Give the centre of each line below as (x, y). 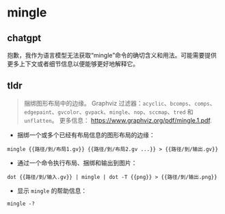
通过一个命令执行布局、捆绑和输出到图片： (77, 163)
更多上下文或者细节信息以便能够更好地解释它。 (73, 64)
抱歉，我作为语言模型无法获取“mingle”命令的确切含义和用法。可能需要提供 (112, 55)
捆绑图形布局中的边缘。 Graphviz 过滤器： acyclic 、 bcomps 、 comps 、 (120, 103)
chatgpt (24, 38)
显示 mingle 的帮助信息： (52, 191)
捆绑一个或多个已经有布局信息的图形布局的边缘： (86, 134)
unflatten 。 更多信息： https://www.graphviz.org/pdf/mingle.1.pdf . (118, 120)
